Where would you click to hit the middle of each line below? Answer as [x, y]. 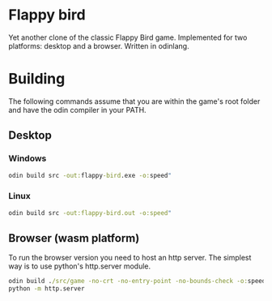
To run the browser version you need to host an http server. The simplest [130, 258]
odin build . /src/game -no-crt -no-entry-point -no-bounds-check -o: [128, 282]
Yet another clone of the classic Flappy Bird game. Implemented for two [128, 37]
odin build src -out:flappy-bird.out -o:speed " [90, 213]
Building [37, 79]
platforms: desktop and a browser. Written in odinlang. [99, 45]
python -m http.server [47, 289]
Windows [28, 158]
